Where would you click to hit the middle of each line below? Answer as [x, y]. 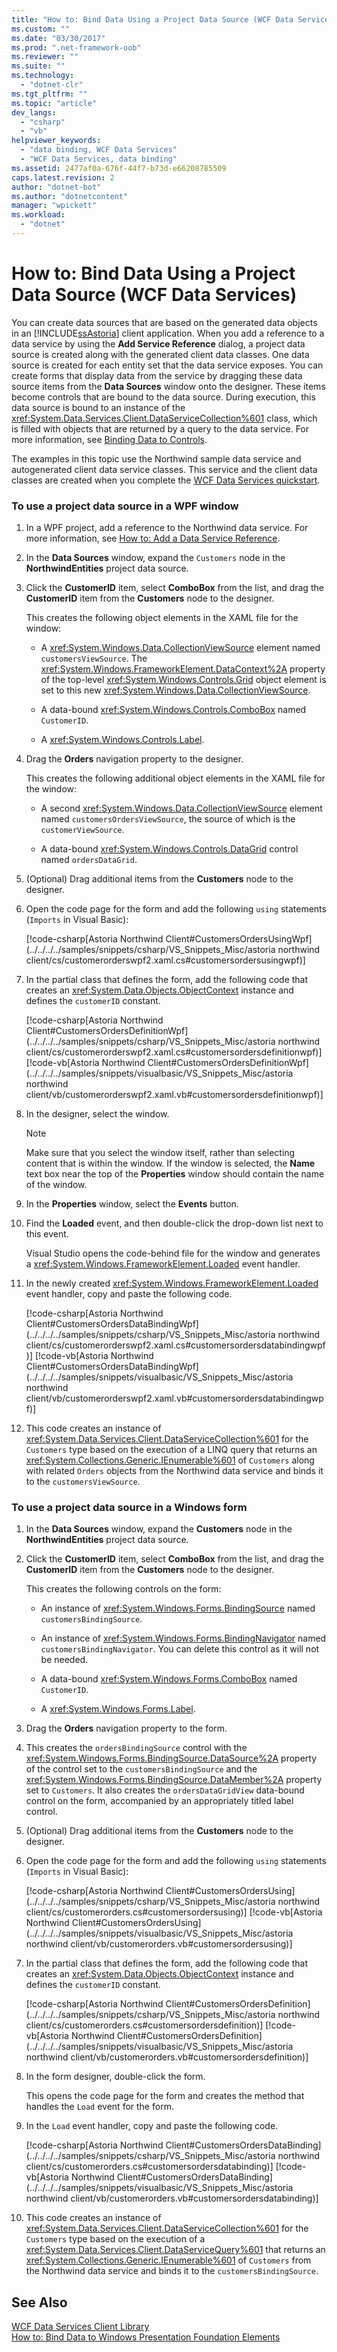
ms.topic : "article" [54, 103]
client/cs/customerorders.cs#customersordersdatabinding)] [149, 2167]
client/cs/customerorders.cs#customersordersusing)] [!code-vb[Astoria [174, 1912]
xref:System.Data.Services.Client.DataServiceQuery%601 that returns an [175, 2250]
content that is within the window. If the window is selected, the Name [170, 1163]
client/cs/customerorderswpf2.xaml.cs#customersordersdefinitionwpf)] [174, 1052]
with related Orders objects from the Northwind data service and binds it [174, 1471]
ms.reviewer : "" [45, 57]
